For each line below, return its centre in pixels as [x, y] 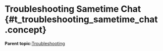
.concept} [26, 30]
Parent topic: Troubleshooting [35, 43]
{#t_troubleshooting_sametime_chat [81, 19]
